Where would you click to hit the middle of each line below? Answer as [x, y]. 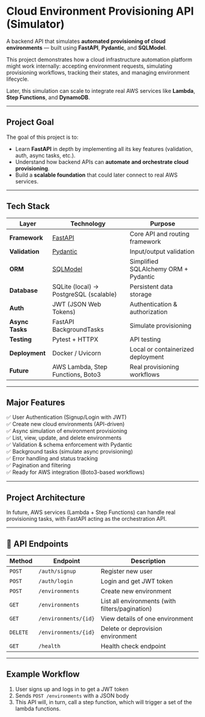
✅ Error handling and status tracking [52, 458]
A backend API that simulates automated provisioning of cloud [86, 41]
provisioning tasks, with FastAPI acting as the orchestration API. [86, 519]
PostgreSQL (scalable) [85, 294]
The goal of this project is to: [42, 137]
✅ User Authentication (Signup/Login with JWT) [67, 417]
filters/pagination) [126, 609]
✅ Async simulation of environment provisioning [67, 431]
